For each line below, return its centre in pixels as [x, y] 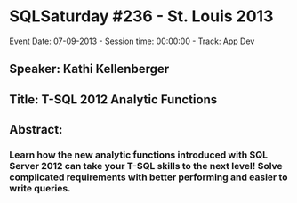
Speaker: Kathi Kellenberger [89, 69]
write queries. [40, 189]
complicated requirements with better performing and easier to [148, 177]
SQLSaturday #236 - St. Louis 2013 [141, 16]
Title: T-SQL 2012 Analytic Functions [113, 99]
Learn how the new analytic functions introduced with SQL [139, 155]
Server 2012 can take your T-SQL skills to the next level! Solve [146, 166]
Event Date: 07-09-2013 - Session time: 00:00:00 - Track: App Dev [132, 41]
